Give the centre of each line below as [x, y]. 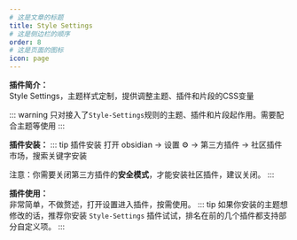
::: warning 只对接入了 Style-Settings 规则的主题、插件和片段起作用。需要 [143, 115]
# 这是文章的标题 [36, 17]
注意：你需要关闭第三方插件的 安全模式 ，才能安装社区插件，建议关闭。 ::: [142, 174]
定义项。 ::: [45, 226]
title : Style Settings [51, 26]
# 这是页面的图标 [36, 50]
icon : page [29, 58]
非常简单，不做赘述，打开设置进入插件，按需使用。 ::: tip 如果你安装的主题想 [148, 204]
